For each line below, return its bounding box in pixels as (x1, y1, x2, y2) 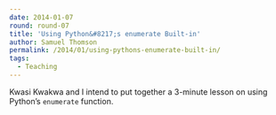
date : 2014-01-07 (9, 12, 74, 22)
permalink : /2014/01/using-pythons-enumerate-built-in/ (9, 46, 221, 55)
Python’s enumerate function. (9, 96, 114, 106)
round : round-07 (9, 21, 69, 30)
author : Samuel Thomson (9, 37, 98, 47)
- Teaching (17, 63, 58, 72)
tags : (9, 54, 29, 63)
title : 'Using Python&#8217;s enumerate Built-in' (9, 29, 201, 38)
